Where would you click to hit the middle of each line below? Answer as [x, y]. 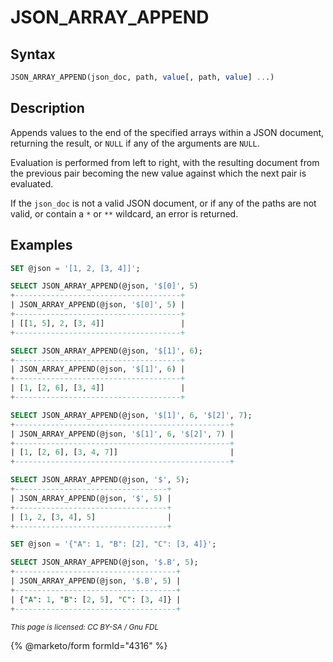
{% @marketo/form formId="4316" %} [89, 645]
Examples [41, 245]
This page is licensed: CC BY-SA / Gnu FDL [85, 627]
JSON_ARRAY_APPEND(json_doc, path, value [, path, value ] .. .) [142, 77]
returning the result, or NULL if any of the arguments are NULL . [135, 143]
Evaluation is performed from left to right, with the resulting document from [165, 162]
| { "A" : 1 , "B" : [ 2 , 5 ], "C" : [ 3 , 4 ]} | [96, 599]
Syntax [33, 54]
